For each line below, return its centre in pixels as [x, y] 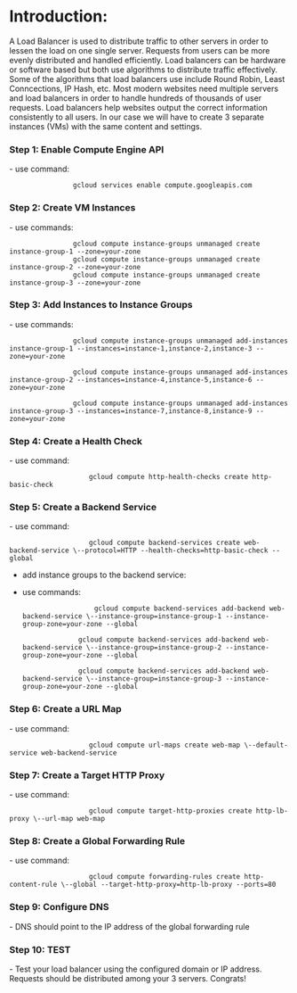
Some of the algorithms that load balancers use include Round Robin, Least [147, 79]
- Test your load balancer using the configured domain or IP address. [136, 969]
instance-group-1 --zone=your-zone [75, 252]
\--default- [266, 745]
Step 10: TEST [40, 949]
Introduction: [59, 17]
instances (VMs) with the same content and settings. [106, 126]
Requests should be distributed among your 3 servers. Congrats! [128, 978]
